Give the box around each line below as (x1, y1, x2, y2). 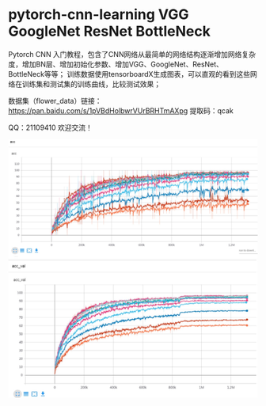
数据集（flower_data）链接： (8, 96, 102, 105)
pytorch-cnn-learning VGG (8, 6, 189, 24)
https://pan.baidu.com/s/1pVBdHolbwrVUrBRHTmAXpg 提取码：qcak (8, 105, 234, 116)
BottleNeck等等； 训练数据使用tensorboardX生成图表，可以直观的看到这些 (8, 69, 251, 78)
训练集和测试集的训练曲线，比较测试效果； (21, 79, 161, 89)
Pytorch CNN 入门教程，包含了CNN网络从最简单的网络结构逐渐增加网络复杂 (8, 49, 256, 59)
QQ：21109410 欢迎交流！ (8, 123, 93, 132)
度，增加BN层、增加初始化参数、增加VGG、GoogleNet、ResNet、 (8, 59, 224, 69)
